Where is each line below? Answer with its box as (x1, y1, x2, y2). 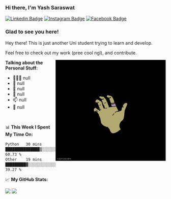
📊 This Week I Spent (5, 124, 50, 130)
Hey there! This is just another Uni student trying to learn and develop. (5, 40, 153, 46)
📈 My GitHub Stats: (5, 176, 48, 182)
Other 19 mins (5, 157, 42, 162)
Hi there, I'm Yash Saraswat (5, 4, 75, 11)
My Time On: (5, 131, 33, 137)
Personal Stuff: (5, 65, 38, 71)
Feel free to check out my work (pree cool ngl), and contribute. (5, 50, 137, 56)
